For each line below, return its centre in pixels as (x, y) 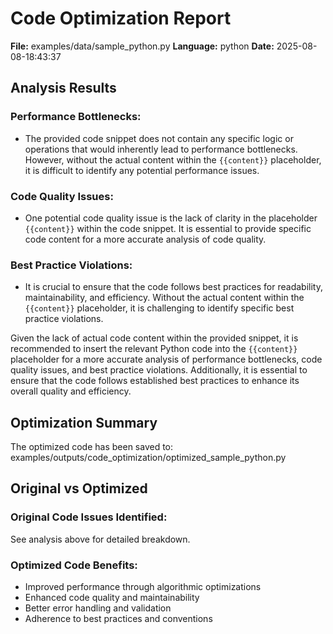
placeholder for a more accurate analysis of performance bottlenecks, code (166, 359)
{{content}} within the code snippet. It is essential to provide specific (168, 228)
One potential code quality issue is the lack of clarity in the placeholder (171, 218)
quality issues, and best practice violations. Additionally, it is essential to (159, 370)
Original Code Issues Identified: (89, 517)
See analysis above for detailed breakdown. (100, 539)
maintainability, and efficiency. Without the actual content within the (164, 298)
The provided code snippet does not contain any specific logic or (159, 138)
